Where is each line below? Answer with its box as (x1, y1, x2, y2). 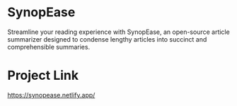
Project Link (7, 68, 79, 83)
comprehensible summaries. (7, 42, 91, 51)
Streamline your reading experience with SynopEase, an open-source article (7, 28, 230, 36)
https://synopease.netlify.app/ (7, 90, 96, 99)
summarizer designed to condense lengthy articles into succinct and (7, 35, 207, 43)
